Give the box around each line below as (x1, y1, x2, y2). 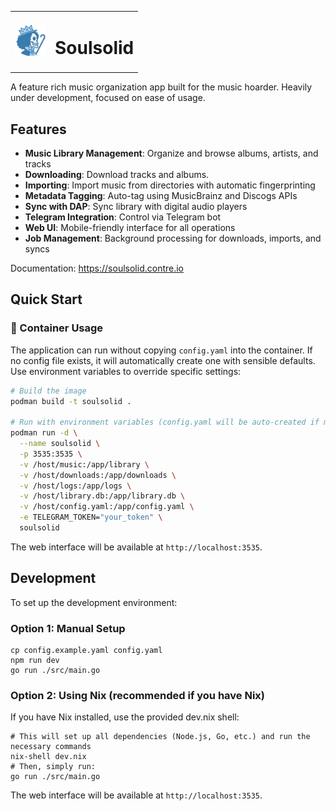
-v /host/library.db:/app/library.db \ (19, 491, 186, 501)
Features (10, 121, 67, 138)
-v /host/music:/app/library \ (19, 459, 150, 470)
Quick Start (10, 291, 83, 308)
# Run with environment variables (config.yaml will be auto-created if (10, 417, 320, 428)
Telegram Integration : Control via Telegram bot (24, 211, 222, 223)
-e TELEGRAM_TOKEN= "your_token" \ (19, 512, 163, 523)
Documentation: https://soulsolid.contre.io (10, 262, 185, 274)
